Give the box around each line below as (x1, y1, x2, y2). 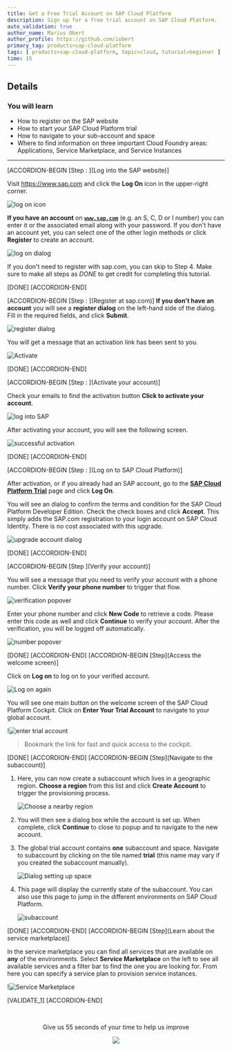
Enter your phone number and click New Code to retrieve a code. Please (7, 609, 214, 618)
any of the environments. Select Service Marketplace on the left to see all (7, 955, 219, 963)
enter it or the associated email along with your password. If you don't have (7, 221, 222, 229)
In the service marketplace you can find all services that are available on (7, 947, 213, 956)
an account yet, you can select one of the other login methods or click (7, 229, 207, 237)
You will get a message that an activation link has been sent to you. (7, 338, 198, 346)
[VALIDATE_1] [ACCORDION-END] (7, 996, 103, 1005)
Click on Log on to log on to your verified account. (7, 672, 151, 681)
